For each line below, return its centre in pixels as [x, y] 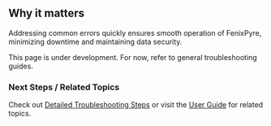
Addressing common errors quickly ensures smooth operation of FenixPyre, [135, 33]
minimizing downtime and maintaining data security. [95, 41]
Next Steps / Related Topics [64, 87]
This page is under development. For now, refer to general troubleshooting [133, 57]
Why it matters [47, 13]
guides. [21, 66]
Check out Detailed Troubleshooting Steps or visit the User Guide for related [136, 105]
